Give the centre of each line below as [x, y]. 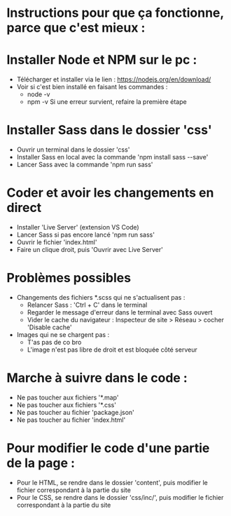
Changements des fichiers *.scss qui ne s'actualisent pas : [101, 297]
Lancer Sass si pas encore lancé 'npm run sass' [86, 234]
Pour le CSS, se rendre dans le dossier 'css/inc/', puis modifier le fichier [120, 497]
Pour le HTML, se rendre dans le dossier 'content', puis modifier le [112, 482]
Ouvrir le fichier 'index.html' [57, 242]
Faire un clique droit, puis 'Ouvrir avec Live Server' [90, 250]
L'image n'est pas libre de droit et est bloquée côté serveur [112, 350]
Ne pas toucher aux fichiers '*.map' [68, 397]
